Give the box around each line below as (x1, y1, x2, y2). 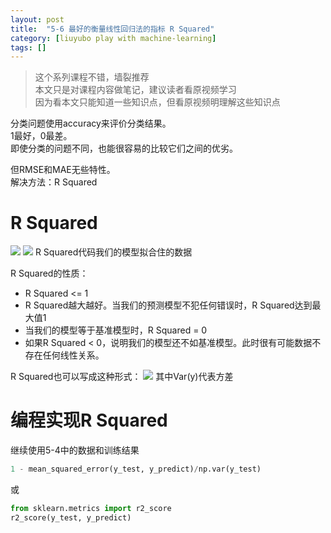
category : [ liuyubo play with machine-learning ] (10, 33, 217, 43)
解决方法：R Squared (10, 176, 98, 188)
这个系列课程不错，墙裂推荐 (34, 71, 150, 83)
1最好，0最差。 (10, 130, 73, 142)
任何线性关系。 (42, 349, 105, 361)
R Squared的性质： (10, 267, 89, 280)
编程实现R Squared (10, 409, 168, 432)
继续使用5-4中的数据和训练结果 (10, 444, 140, 456)
